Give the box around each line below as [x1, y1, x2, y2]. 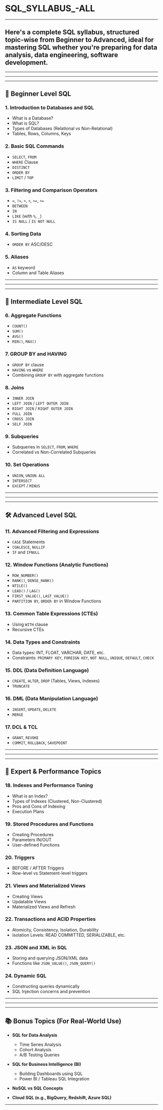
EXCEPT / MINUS [12, 482, 40, 488]
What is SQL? [12, 120, 39, 126]
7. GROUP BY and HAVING [5, 350, 67, 357]
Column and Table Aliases [12, 270, 65, 276]
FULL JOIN [12, 411, 33, 416]
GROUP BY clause [12, 362, 45, 367]
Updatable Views [12, 898, 47, 904]
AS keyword [12, 265, 35, 270]
